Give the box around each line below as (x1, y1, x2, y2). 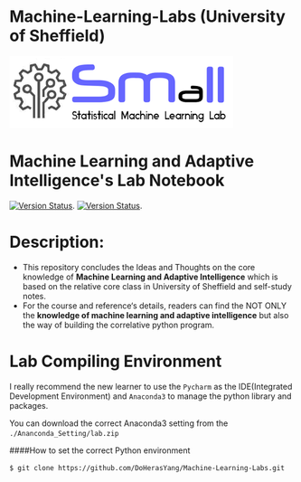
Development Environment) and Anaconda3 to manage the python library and (9, 391, 292, 402)
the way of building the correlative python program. (22, 319, 215, 330)
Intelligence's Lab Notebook (9, 170, 225, 191)
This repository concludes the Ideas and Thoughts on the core (22, 261, 256, 272)
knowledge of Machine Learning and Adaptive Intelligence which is (22, 271, 278, 282)
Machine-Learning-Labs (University (9, 6, 287, 27)
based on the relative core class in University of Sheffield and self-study (22, 280, 292, 291)
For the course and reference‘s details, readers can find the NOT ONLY (22, 300, 287, 311)
